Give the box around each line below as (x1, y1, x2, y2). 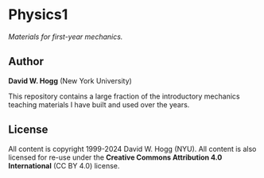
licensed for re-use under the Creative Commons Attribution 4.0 (8, 153, 223, 162)
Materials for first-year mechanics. (8, 32, 123, 41)
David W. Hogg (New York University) (8, 75, 133, 85)
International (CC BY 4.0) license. (8, 161, 120, 170)
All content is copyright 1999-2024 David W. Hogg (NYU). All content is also (8, 144, 257, 153)
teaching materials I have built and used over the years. (8, 99, 190, 109)
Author (8, 55, 44, 68)
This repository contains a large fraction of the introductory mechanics (8, 91, 240, 101)
